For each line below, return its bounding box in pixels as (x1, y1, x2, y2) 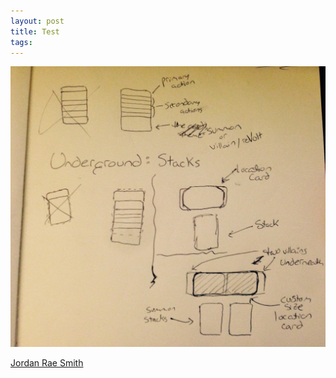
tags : (10, 37, 33, 47)
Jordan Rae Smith (10, 356, 84, 369)
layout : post (10, 16, 65, 26)
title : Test (10, 26, 60, 37)
